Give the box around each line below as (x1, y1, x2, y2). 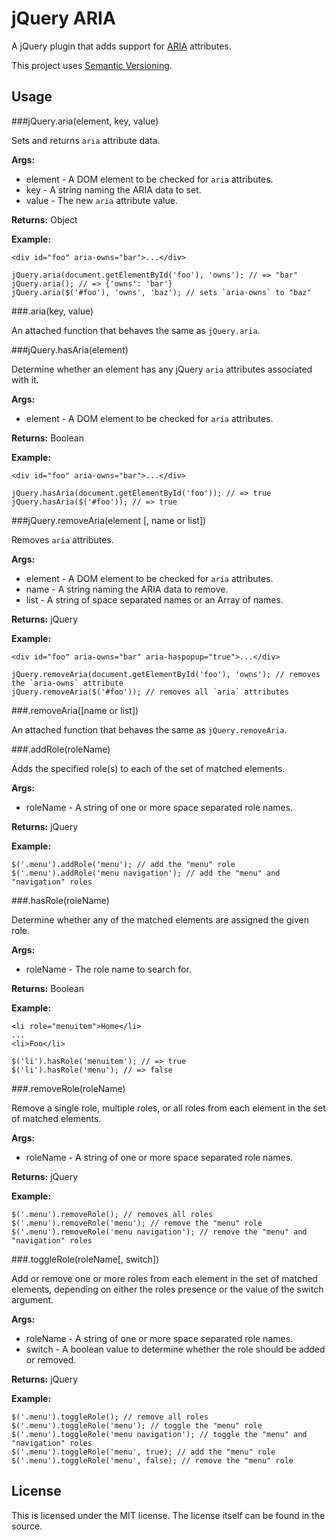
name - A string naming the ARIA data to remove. (25, 583, 229, 595)
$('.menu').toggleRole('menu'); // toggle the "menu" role (11, 1420, 263, 1431)
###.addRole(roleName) (11, 743, 111, 755)
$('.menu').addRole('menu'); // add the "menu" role (11, 859, 236, 869)
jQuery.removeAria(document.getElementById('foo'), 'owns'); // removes (11, 669, 321, 679)
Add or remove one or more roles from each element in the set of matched (11, 1272, 318, 1284)
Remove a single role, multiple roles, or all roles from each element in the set (11, 1102, 326, 1114)
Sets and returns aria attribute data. (11, 134, 161, 146)
